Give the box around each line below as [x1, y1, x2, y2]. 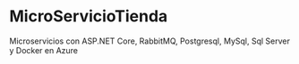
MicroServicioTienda [9, 6, 168, 27]
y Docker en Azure [9, 44, 79, 55]
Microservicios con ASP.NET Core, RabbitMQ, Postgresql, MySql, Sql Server [9, 36, 291, 46]
